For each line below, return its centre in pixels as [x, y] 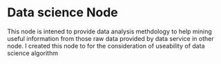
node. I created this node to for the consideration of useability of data [106, 46]
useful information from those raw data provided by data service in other [110, 38]
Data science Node [63, 13]
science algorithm [33, 53]
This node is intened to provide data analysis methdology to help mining [109, 31]
